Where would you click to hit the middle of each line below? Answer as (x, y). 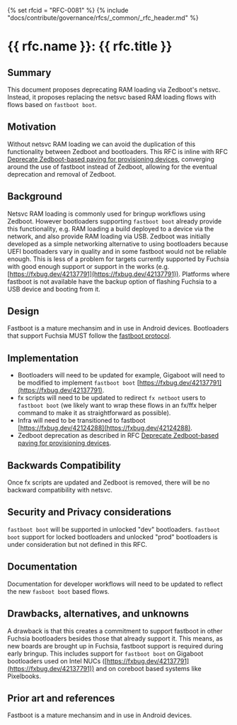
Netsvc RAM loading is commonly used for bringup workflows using (106, 214)
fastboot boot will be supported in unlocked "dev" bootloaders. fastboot (114, 529)
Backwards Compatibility (64, 465)
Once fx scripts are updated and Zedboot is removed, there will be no (109, 482)
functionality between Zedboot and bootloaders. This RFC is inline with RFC (118, 151)
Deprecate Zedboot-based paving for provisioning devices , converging (111, 159)
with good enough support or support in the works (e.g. (88, 266)
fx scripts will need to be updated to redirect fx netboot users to (112, 398)
